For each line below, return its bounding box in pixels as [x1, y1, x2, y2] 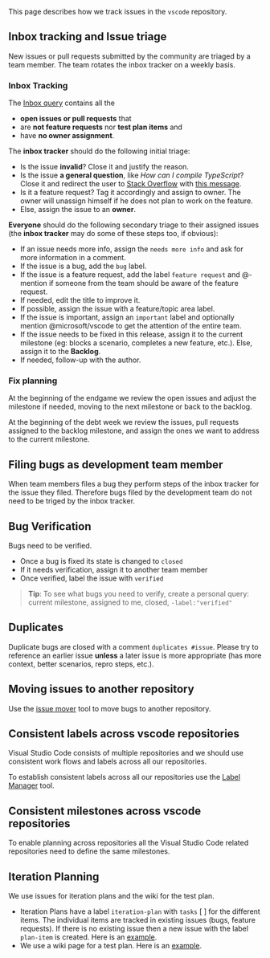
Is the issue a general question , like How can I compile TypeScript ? [19, 170, 244, 180]
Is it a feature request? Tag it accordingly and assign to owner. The [19, 188, 241, 198]
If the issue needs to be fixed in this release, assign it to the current [19, 329, 243, 340]
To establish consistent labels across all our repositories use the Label [8, 773, 241, 782]
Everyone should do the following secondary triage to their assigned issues [8, 220, 260, 230]
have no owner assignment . [19, 131, 115, 141]
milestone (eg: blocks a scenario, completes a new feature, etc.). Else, [19, 338, 253, 348]
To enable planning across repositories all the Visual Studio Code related [8, 838, 249, 848]
